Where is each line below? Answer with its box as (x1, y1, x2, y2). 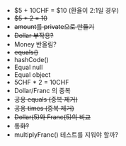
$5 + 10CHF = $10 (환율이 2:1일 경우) (13, 6, 119, 14)
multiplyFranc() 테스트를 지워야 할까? (13, 130, 119, 139)
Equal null (13, 63, 43, 71)
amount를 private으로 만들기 (13, 23, 95, 30)
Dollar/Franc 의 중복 (13, 87, 71, 95)
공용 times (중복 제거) (13, 104, 74, 112)
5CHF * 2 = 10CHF (13, 78, 69, 86)
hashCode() (13, 56, 50, 63)
